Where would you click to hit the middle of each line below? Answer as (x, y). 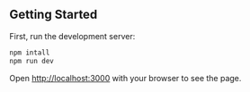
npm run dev (31, 61)
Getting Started (54, 15)
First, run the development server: (72, 36)
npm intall (30, 53)
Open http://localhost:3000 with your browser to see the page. (125, 78)
